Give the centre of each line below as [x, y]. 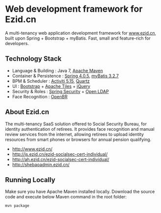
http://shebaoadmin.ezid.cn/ [41, 165]
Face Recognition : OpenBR [40, 96]
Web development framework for [74, 9]
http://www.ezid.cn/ [32, 149]
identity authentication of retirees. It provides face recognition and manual [80, 129]
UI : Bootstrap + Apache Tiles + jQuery [51, 86]
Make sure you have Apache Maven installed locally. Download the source [80, 191]
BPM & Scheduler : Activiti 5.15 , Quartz [51, 81]
